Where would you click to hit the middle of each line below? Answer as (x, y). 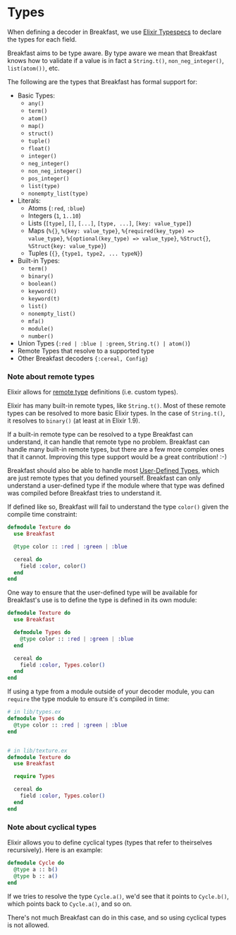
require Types (34, 777)
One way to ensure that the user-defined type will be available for (103, 593)
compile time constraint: (42, 514)
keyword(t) (44, 299)
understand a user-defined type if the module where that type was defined (116, 486)
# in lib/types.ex (34, 712)
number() (41, 336)
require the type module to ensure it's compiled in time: (88, 699)
